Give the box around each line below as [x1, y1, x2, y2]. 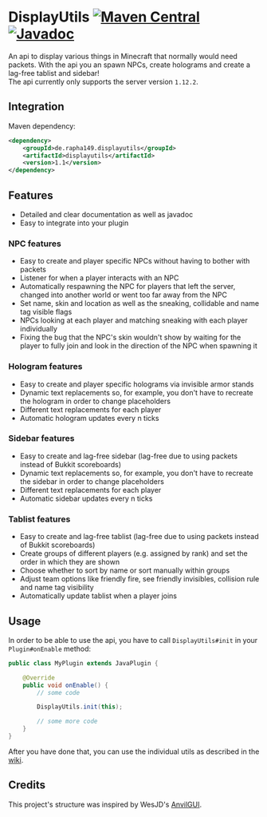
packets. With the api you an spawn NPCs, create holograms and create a [8, 60, 251, 69]
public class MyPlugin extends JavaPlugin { [8, 659, 159, 667]
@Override [22, 673, 56, 682]
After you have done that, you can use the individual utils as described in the [8, 747, 260, 756]
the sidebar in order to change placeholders [19, 476, 165, 486]
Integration [8, 100, 65, 113]
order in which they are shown [19, 557, 120, 567]
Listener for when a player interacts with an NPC [19, 273, 179, 283]
